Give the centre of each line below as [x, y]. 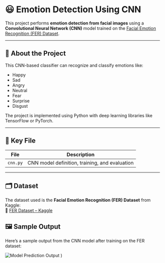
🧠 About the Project [36, 54]
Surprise [21, 101]
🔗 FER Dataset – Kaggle [29, 211]
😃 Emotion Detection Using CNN [73, 10]
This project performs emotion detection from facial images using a [74, 23]
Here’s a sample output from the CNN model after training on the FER [75, 241]
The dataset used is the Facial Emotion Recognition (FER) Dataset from [78, 200]
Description [81, 154]
